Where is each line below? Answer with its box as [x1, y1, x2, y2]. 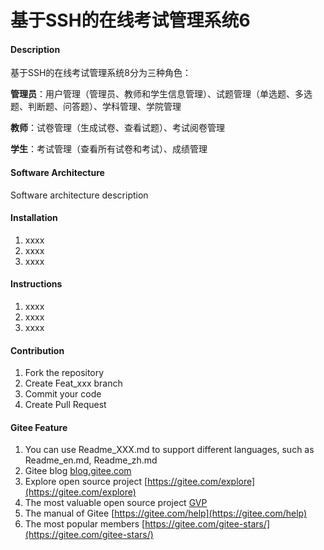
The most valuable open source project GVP [24, 497, 208, 509]
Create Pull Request [24, 399, 107, 411]
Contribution [10, 344, 65, 356]
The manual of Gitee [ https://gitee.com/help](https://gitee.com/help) [24, 507, 308, 520]
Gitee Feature [10, 421, 68, 433]
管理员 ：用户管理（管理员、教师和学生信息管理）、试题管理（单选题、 [10, 88, 295, 100]
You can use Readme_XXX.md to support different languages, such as [24, 444, 315, 456]
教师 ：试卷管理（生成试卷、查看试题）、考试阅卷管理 [10, 122, 225, 134]
